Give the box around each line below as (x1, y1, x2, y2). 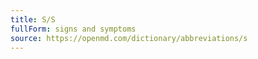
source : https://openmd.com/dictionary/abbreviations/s (10, 33, 248, 43)
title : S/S (10, 14, 56, 25)
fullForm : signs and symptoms (10, 24, 137, 34)
